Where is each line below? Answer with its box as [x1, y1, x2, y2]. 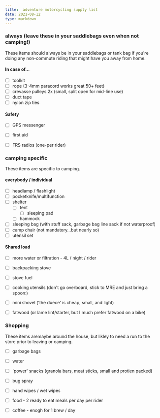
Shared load [5, 244, 31, 250]
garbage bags [12, 348, 41, 354]
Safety [5, 111, 19, 117]
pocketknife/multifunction [12, 193, 65, 199]
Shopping [5, 322, 29, 329]
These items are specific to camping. [5, 165, 80, 171]
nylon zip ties [12, 99, 39, 106]
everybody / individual [5, 177, 53, 183]
